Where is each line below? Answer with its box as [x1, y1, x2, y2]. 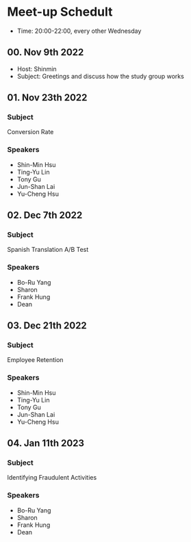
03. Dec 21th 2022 [7, 320, 87, 332]
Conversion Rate [7, 128, 54, 136]
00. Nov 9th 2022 [7, 47, 84, 58]
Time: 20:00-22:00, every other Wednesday [16, 27, 142, 35]
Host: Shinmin [16, 64, 57, 73]
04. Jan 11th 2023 [7, 437, 84, 449]
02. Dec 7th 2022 [7, 209, 83, 221]
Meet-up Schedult [7, 4, 113, 20]
